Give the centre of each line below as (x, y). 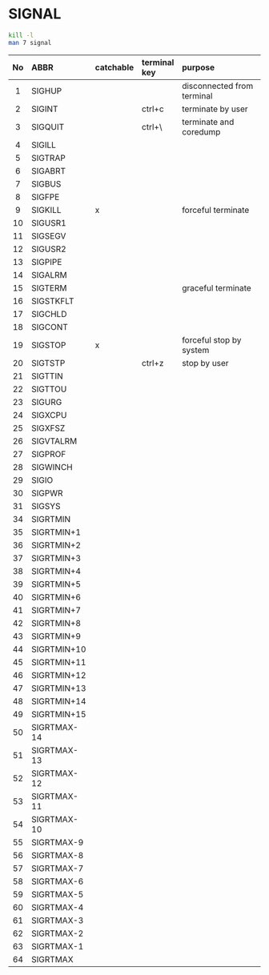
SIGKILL (46, 210)
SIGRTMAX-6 (58, 881)
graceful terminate (217, 287)
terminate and (208, 122)
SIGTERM (49, 287)
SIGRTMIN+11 (59, 662)
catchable (114, 67)
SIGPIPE (47, 262)
